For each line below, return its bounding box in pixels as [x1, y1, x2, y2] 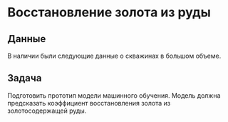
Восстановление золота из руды [7, 4, 212, 21]
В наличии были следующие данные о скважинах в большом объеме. [7, 51, 222, 60]
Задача [7, 72, 42, 84]
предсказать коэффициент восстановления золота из [7, 98, 171, 107]
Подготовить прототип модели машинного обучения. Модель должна [7, 91, 221, 100]
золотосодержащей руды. [7, 106, 87, 115]
